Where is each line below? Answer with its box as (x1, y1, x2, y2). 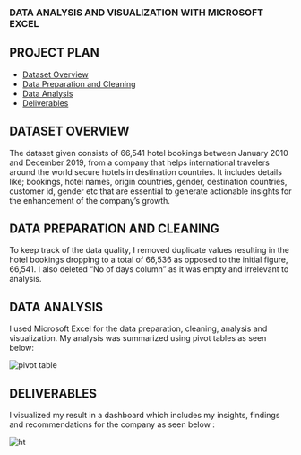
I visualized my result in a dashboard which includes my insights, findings (9, 409, 280, 420)
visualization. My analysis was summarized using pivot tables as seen (9, 333, 267, 344)
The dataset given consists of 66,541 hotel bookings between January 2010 (9, 147, 288, 158)
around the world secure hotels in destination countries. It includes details (9, 166, 282, 177)
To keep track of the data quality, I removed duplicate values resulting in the (9, 245, 289, 256)
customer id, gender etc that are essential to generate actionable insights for (9, 186, 292, 197)
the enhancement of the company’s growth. (9, 195, 170, 206)
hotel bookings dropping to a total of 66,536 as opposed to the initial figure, (9, 254, 288, 266)
